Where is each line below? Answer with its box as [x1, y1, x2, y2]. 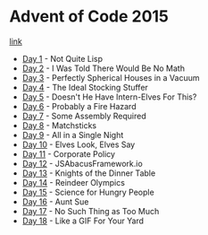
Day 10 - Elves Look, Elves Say [21, 139, 136, 150]
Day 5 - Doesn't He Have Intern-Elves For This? [21, 91, 197, 102]
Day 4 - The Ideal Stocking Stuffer [21, 82, 149, 92]
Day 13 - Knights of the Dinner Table [21, 168, 156, 178]
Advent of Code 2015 [9, 6, 170, 27]
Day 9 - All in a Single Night [21, 129, 124, 140]
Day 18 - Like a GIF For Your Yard [21, 215, 145, 226]
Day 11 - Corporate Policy [21, 148, 116, 159]
